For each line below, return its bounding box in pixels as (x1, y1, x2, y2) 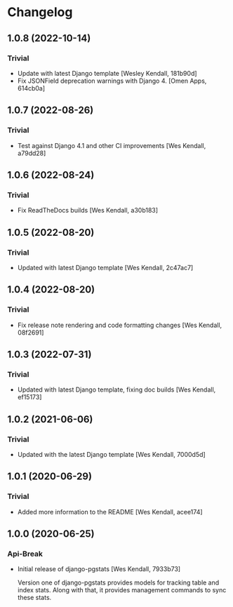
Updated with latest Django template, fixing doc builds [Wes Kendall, (17, 385, 216, 394)
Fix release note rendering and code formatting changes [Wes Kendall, (17, 321, 222, 329)
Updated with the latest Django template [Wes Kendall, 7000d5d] (17, 451, 206, 458)
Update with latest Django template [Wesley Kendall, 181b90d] (17, 69, 198, 77)
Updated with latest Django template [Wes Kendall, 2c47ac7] (17, 263, 194, 272)
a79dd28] (17, 149, 46, 157)
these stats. (17, 594, 52, 602)
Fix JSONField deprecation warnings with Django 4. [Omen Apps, (17, 76, 207, 85)
